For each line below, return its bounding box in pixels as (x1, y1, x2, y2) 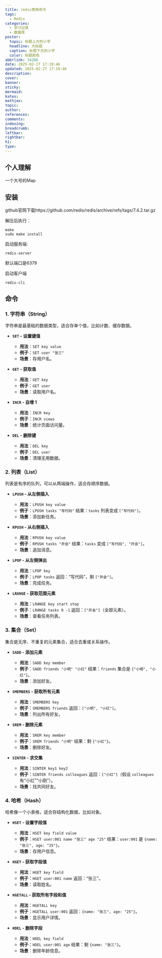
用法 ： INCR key (19, 410, 51, 416)
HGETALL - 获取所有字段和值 (12, 892, 67, 898)
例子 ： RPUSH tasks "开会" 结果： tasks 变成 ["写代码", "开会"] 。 (19, 541, 147, 547)
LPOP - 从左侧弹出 (12, 558, 47, 563)
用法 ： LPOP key (19, 568, 51, 574)
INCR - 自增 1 (12, 399, 37, 405)
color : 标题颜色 (9, 53, 40, 58)
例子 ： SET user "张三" (19, 349, 65, 356)
